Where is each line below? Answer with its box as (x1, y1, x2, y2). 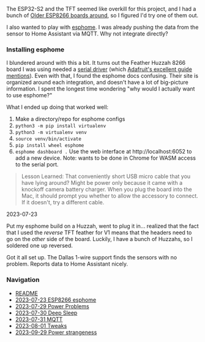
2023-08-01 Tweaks (15, 322, 67, 329)
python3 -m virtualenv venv (15, 130, 87, 136)
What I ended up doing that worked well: (6, 103, 109, 111)
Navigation (6, 275, 40, 284)
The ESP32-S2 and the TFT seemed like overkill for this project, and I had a (6, 6, 196, 12)
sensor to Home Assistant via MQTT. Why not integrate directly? (6, 30, 168, 37)
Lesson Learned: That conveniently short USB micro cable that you (21, 173, 191, 180)
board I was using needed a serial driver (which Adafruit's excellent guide (6, 65, 193, 73)
